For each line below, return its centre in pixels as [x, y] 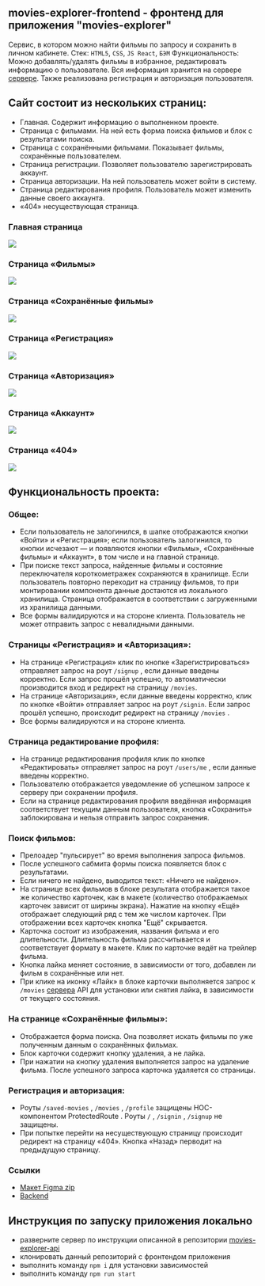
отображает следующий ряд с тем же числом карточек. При [123, 915]
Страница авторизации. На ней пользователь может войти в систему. [138, 181]
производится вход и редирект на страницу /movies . [108, 687]
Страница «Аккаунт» [51, 413]
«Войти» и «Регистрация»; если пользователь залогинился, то [125, 540]
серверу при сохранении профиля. [79, 792]
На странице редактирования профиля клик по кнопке [112, 759]
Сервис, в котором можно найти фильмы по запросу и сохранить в [123, 44]
